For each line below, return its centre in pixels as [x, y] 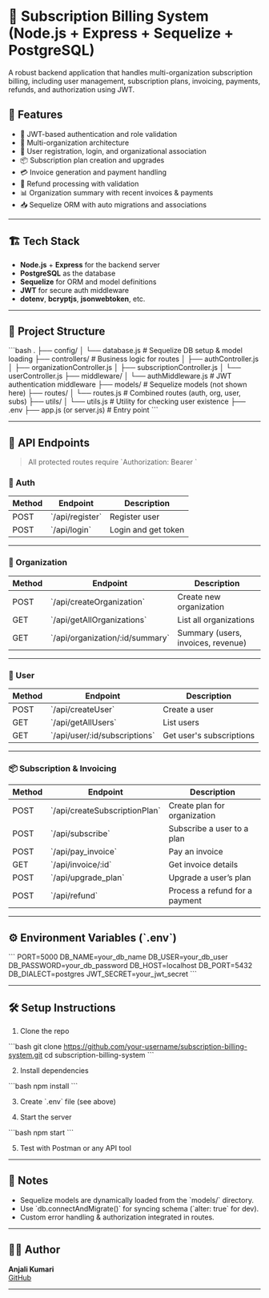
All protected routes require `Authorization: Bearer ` [112, 462]
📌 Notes [28, 1181]
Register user [134, 517]
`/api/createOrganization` [98, 601]
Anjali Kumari [31, 1269]
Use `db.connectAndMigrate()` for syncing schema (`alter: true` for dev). [139, 1208]
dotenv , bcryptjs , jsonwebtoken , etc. [82, 299]
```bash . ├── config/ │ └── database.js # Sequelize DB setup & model [125, 351]
